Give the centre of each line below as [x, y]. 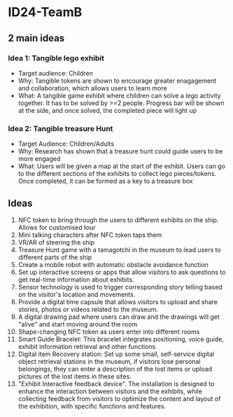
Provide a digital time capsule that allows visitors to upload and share [118, 301]
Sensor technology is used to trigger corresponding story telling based [120, 287]
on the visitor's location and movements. [77, 294]
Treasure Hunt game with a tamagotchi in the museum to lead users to [119, 249]
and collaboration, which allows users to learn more [92, 88]
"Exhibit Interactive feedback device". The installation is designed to [116, 383]
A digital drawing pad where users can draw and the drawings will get [119, 317]
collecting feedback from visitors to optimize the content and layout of [119, 398]
